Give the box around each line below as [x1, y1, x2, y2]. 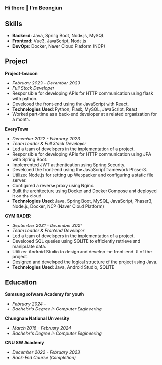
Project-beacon [5, 70, 38, 76]
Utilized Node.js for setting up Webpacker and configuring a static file [12, 172, 154, 178]
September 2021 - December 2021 [12, 222, 82, 228]
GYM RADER [5, 213, 31, 219]
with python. [12, 95, 38, 101]
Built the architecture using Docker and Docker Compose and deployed [12, 188, 157, 194]
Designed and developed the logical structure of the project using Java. [12, 259, 158, 265]
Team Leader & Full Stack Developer [12, 140, 87, 146]
